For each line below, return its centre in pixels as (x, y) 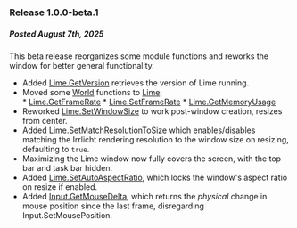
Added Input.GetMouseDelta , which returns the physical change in (144, 196)
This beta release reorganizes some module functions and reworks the (139, 56)
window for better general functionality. (82, 65)
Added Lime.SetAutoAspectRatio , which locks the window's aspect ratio (155, 177)
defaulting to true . (56, 149)
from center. (45, 120)
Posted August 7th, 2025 (57, 34)
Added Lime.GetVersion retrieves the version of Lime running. (136, 83)
